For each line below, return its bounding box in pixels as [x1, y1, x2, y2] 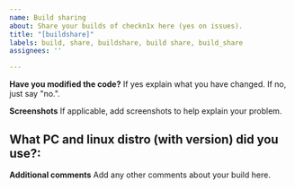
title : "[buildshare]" [9, 30, 94, 39]
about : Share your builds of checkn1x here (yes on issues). [9, 21, 244, 30]
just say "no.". [9, 89, 60, 99]
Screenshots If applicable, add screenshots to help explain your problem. [9, 106, 282, 116]
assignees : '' [9, 47, 63, 56]
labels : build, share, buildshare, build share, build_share [9, 38, 244, 47]
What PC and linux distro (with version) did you [9, 132, 279, 147]
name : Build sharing [9, 13, 87, 22]
